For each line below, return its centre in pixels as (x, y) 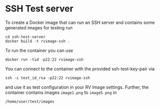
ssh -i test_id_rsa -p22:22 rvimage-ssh (48, 78)
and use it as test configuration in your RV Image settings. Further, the (77, 87)
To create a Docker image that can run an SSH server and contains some (80, 22)
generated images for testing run (39, 27)
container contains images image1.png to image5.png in (61, 92)
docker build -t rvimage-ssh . (38, 41)
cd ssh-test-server (25, 37)
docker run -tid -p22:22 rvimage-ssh (44, 59)
